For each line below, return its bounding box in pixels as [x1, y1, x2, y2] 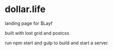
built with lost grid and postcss [5, 30, 69, 36]
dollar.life [5, 4, 46, 15]
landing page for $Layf [5, 20, 53, 26]
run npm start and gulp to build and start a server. [5, 39, 109, 46]
